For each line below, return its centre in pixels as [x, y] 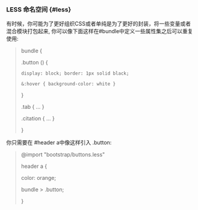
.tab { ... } [32, 107]
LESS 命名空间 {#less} [39, 9]
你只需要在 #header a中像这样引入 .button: [59, 143]
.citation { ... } [38, 119]
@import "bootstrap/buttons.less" [63, 155]
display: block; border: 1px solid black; [75, 73]
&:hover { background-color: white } [68, 84]
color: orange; [38, 178]
